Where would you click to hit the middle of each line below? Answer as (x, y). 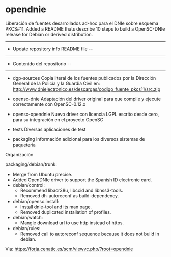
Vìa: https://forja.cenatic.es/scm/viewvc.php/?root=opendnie (69, 249)
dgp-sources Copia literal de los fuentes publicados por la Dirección (84, 78)
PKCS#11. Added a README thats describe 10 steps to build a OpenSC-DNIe (85, 28)
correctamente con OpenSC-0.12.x (49, 104)
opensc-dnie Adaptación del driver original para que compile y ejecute (87, 99)
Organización (19, 154)
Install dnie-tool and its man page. (56, 207)
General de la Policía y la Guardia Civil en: (56, 83)
